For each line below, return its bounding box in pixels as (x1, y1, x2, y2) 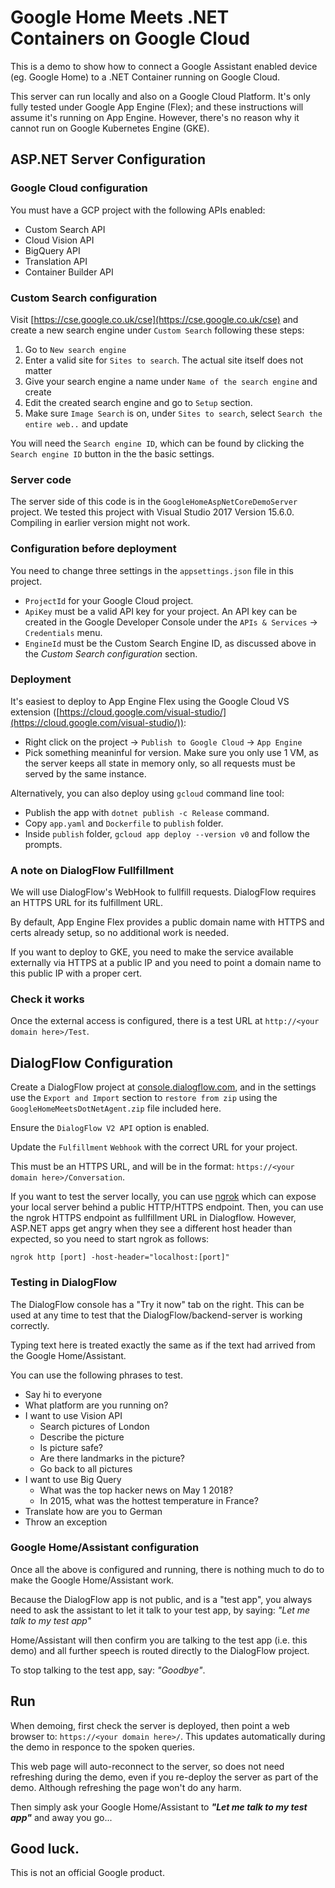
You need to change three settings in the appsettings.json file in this (10, 564, 294, 576)
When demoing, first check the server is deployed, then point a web (10, 1719, 290, 1731)
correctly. (10, 1319, 50, 1331)
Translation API (24, 255, 88, 267)
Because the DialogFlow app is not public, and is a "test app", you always (10, 1593, 313, 1605)
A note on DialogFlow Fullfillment (10, 863, 174, 877)
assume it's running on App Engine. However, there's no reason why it (10, 111, 300, 123)
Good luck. (10, 1841, 80, 1858)
